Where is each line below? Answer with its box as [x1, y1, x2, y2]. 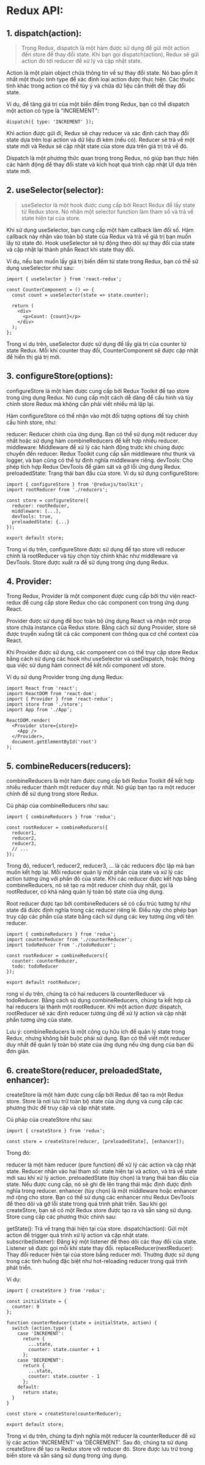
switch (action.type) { [12, 1325, 72, 1332]
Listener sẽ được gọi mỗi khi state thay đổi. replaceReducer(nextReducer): [6, 1245, 194, 1252]
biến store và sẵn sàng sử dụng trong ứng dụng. [6, 1452, 128, 1459]
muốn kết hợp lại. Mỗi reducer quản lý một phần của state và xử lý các [6, 868, 184, 876]
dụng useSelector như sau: [6, 264, 75, 271]
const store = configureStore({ [6, 497, 89, 504]
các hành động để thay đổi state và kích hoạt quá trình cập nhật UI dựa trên [6, 161, 197, 168]
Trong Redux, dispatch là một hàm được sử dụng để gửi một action [21, 44, 190, 51]
